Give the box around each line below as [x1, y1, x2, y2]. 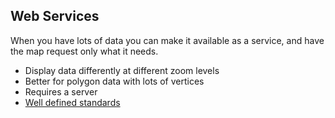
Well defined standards [24, 96, 121, 108]
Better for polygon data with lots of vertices [24, 75, 205, 87]
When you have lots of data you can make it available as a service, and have [10, 34, 325, 46]
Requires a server [24, 85, 98, 98]
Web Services [10, 8, 100, 25]
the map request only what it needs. [10, 45, 159, 57]
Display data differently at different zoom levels [24, 64, 220, 76]
